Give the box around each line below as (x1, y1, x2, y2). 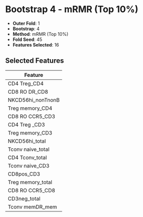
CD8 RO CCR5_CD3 (8, 113, 56, 120)
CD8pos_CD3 (8, 170, 41, 178)
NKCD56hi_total (8, 138, 46, 145)
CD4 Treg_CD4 (8, 80, 44, 87)
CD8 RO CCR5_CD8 (8, 187, 56, 194)
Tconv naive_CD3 (8, 162, 50, 169)
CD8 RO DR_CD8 (8, 88, 48, 95)
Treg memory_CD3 (8, 129, 52, 136)
